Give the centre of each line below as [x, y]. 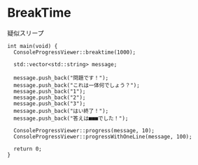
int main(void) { [33, 46]
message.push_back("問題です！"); [61, 78]
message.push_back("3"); [50, 103]
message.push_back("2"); [50, 97]
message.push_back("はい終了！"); [61, 111]
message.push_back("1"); [50, 91]
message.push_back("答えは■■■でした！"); [71, 118]
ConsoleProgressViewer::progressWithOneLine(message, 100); [103, 136]
